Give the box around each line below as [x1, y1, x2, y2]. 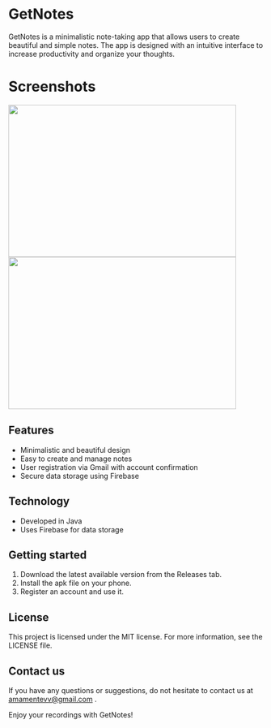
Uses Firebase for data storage [19, 524, 124, 534]
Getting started [8, 548, 87, 562]
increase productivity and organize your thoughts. [8, 49, 176, 58]
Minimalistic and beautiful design [19, 445, 131, 454]
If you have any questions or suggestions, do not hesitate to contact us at [8, 685, 253, 695]
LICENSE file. [8, 640, 53, 650]
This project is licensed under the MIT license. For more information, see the [8, 632, 263, 642]
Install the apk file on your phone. [19, 578, 132, 588]
